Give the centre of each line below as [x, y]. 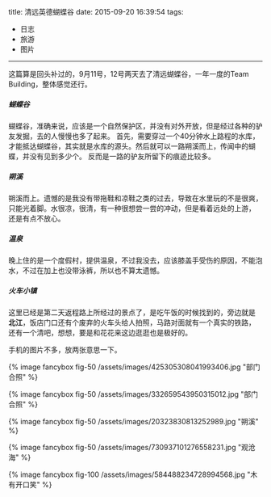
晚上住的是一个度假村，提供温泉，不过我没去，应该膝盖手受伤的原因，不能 [132, 260]
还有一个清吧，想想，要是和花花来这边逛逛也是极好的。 [100, 332]
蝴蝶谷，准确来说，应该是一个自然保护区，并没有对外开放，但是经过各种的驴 [135, 126]
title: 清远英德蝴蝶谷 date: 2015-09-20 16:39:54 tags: [96, 12]
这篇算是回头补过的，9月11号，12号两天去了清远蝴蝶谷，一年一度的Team [129, 74]
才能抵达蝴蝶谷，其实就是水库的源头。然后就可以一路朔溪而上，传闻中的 [128, 146]
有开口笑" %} [30, 484]
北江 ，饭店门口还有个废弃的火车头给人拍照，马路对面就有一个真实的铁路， [132, 322]
